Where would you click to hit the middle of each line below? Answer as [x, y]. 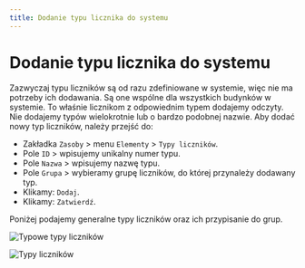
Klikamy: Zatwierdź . [59, 201]
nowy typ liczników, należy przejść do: [82, 126]
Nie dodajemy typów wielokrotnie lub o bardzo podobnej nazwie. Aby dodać [152, 116]
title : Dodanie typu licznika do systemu [89, 18]
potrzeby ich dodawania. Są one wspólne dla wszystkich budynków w [141, 97]
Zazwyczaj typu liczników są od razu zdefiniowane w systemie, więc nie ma [151, 88]
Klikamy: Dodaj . [51, 192]
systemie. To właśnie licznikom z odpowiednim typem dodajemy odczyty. [147, 107]
